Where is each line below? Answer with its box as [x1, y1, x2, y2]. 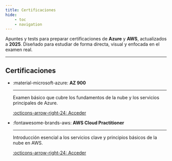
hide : [5, 12, 17, 17]
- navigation [14, 21, 42, 27]
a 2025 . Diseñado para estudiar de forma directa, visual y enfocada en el [5, 41, 160, 48]
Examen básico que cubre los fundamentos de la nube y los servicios [12, 95, 160, 101]
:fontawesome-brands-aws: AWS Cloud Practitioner [12, 120, 124, 126]
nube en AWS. [12, 140, 44, 146]
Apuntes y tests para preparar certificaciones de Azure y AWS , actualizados [5, 36, 167, 42]
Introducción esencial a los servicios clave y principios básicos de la [12, 134, 157, 141]
